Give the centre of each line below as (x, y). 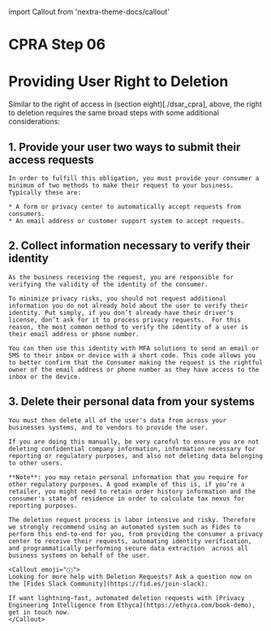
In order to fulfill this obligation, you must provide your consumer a (134, 178)
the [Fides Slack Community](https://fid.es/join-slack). (108, 584)
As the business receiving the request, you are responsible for (121, 277)
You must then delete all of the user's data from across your (118, 420)
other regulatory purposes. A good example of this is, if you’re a (127, 484)
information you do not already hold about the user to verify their (129, 305)
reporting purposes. (43, 506)
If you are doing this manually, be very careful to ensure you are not (134, 442)
